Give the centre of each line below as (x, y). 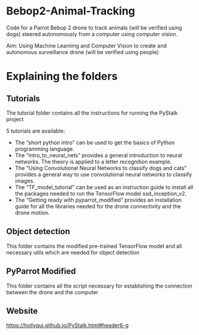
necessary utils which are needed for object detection (73, 252)
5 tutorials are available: (36, 131)
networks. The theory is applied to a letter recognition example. (93, 161)
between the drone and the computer (52, 292)
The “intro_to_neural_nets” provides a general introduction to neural (99, 155)
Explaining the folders (62, 77)
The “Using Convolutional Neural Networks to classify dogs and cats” (101, 168)
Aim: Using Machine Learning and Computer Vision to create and (86, 46)
